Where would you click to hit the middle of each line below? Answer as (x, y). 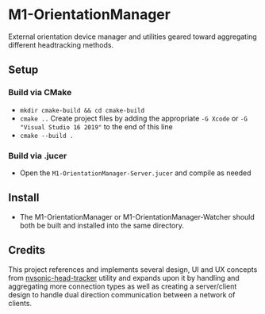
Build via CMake (40, 93)
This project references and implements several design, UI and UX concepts (133, 269)
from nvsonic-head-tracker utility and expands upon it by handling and (124, 278)
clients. (20, 303)
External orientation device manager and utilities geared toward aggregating (133, 36)
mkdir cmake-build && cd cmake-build (82, 110)
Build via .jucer (38, 155)
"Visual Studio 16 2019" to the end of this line (96, 126)
